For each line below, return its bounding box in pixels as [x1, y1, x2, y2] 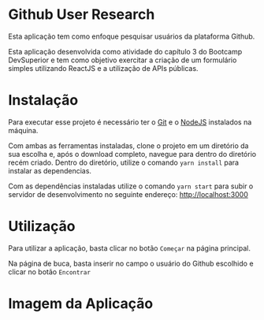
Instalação [8, 91, 79, 110]
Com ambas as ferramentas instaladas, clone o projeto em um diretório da [8, 140, 249, 151]
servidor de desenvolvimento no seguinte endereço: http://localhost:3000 [8, 189, 248, 199]
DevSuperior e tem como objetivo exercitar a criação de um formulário [8, 55, 237, 65]
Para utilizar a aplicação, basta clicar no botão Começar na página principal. [8, 243, 251, 253]
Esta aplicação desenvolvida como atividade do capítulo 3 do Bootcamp [8, 47, 243, 56]
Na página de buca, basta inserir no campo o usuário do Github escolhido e [8, 259, 254, 268]
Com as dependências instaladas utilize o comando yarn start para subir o [8, 181, 254, 191]
